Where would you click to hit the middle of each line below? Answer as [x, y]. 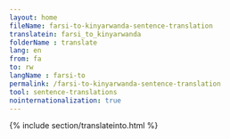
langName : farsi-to [48, 76]
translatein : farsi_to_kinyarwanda [75, 34]
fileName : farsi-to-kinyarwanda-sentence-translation [111, 26]
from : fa [25, 59]
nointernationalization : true [66, 100]
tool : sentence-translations [63, 92]
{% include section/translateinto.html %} [84, 126]
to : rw [21, 68]
